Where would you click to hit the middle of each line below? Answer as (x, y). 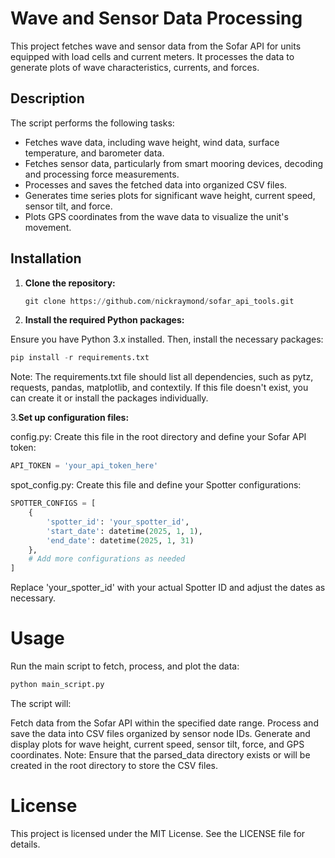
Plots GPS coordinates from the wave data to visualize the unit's (156, 216)
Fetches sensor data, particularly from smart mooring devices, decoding (174, 163)
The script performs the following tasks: (92, 123)
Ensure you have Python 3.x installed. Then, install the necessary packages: (167, 339)
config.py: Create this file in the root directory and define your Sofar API (158, 437)
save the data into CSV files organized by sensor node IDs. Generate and (160, 733)
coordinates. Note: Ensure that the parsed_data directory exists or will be (160, 755)
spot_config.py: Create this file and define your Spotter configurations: (156, 485)
